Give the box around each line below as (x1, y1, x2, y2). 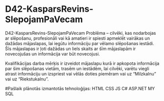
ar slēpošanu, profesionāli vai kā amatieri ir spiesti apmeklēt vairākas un (5, 35, 150, 41)
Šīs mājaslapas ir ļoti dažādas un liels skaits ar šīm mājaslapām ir (5, 46, 136, 51)
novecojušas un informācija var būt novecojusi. (5, 50, 100, 57)
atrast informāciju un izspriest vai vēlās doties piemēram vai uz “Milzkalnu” (5, 71, 157, 76)
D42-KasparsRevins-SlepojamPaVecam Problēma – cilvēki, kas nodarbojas (5, 30, 156, 36)
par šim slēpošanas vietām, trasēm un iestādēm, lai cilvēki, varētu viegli (5, 65, 149, 72)
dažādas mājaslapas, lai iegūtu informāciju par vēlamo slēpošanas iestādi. (5, 40, 154, 46)
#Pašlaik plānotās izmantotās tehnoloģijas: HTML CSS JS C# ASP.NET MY (5, 85, 155, 91)
